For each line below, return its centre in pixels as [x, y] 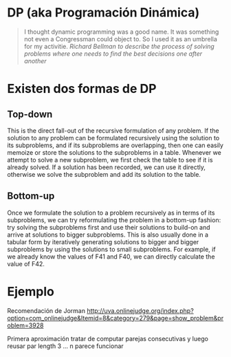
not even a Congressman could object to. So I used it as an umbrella [121, 39]
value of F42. [26, 263]
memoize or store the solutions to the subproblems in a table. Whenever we [114, 152]
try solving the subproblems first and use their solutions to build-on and [109, 227]
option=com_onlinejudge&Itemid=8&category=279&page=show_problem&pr [115, 318]
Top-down [30, 114]
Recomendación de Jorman [46, 310]
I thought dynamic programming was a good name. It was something [121, 32]
